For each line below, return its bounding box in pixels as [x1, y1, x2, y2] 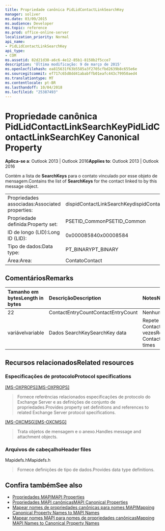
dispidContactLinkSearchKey [65, 201, 133, 207]
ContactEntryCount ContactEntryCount [49, 309, 138, 316]
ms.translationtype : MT [5, 76, 54, 81]
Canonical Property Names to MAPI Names [12, 509, 100, 515]
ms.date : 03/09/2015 [5, 16, 48, 21]
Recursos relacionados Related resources [5, 358, 134, 367]
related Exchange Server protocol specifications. [17, 409, 116, 415]
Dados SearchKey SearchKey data [49, 329, 127, 336]
